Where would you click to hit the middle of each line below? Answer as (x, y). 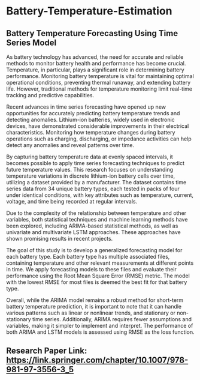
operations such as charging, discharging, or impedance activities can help (99, 139)
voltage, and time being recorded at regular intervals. (72, 201)
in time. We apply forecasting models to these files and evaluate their (91, 269)
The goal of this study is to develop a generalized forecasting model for (94, 250)
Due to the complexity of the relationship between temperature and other (96, 213)
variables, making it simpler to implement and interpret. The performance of (100, 326)
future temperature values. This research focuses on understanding (90, 170)
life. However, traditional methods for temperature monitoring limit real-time (99, 89)
